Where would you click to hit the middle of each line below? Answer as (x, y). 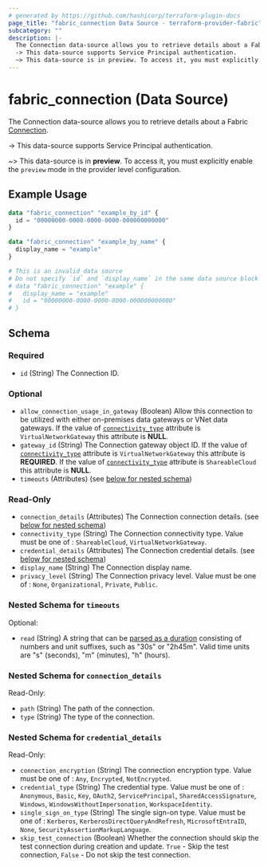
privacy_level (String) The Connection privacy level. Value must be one (138, 576)
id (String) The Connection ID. (69, 373)
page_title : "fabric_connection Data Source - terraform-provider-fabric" (135, 23)
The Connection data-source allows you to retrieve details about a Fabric (128, 121)
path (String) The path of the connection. (87, 708)
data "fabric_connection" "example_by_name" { (87, 242)
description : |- (35, 38)
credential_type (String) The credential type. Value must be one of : (132, 787)
